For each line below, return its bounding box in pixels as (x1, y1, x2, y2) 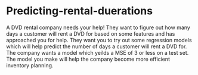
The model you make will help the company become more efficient (6, 55, 170, 62)
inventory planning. (6, 61, 54, 69)
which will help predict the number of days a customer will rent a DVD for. (6, 43, 187, 50)
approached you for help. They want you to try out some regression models (6, 36, 192, 43)
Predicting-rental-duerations (6, 4, 153, 18)
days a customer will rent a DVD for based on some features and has (6, 30, 175, 37)
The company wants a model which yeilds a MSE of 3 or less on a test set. (6, 49, 189, 56)
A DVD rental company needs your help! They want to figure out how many (6, 24, 191, 31)
